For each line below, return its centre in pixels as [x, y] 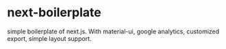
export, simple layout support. [49, 38]
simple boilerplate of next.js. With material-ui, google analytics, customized [113, 31]
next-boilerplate [54, 13]
